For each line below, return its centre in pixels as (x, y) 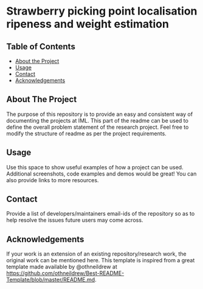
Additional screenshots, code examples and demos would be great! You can (101, 174)
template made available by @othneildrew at (62, 267)
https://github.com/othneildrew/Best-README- (65, 273)
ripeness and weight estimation (88, 24)
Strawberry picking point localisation (102, 11)
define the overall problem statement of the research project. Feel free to (98, 127)
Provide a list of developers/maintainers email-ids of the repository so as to (101, 214)
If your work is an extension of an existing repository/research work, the (96, 254)
